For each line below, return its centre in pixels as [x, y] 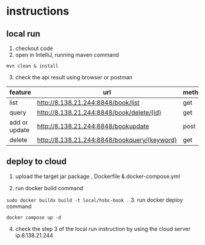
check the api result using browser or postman [74, 77]
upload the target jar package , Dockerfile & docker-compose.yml [97, 176]
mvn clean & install [33, 66]
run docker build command [49, 188]
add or [19, 122]
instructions [38, 11]
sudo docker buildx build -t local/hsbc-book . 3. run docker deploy [95, 200]
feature [20, 92]
